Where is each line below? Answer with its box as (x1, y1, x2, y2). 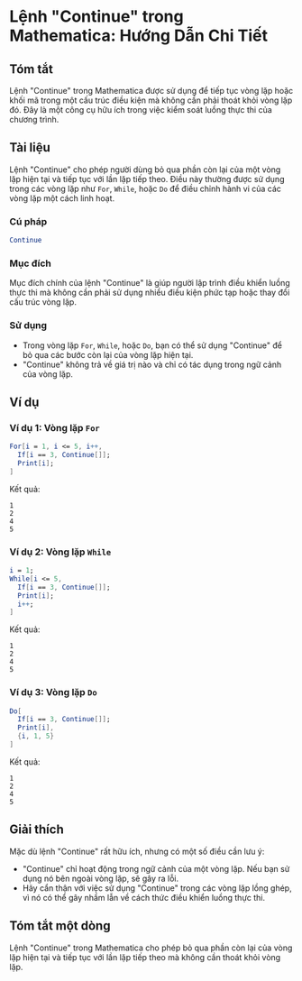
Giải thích (9, 822, 65, 838)
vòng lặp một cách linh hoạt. (9, 192, 115, 204)
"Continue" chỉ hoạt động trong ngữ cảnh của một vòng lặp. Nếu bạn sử (22, 863, 290, 874)
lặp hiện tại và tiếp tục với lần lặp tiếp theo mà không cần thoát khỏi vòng (9, 951, 281, 962)
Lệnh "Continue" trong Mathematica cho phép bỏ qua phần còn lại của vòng (9, 942, 293, 953)
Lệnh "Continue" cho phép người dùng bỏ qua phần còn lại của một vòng (9, 164, 281, 175)
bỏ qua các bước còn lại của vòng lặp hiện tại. (22, 349, 194, 360)
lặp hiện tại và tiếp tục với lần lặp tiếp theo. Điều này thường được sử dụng (9, 173, 285, 184)
